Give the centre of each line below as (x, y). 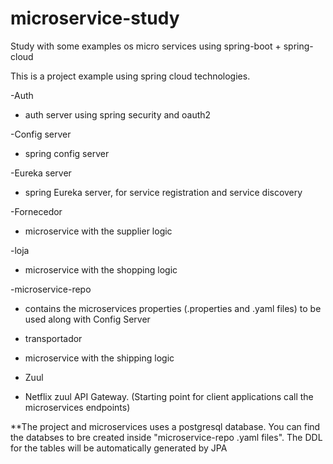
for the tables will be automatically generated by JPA (119, 448)
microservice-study (95, 18)
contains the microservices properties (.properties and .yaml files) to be (173, 308)
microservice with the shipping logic (99, 358)
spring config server (67, 153)
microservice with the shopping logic (101, 269)
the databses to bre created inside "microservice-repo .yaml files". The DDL (166, 437)
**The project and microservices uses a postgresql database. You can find (165, 426)
